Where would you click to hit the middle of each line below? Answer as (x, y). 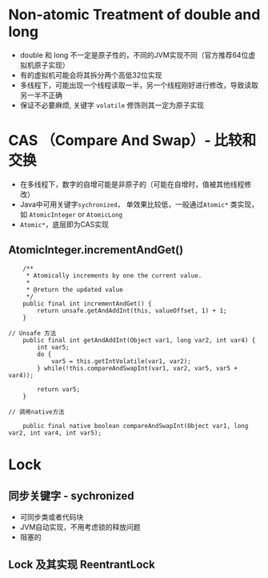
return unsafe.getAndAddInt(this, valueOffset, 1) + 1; (132, 310)
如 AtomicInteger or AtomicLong (71, 214)
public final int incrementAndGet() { (87, 303)
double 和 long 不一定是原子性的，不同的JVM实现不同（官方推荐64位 (134, 55)
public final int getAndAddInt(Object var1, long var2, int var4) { (139, 340)
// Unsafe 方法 (32, 333)
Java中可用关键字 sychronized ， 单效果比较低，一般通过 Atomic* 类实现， (139, 204)
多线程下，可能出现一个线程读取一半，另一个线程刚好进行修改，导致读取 (139, 85)
